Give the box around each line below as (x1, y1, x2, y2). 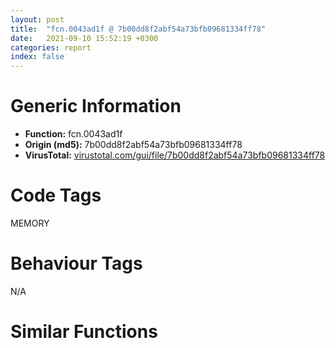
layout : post (10, 14, 65, 25)
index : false (10, 52, 65, 62)
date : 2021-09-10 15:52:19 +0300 (10, 33, 159, 43)
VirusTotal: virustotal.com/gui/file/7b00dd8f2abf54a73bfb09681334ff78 (24, 149, 326, 161)
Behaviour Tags (10, 252, 143, 275)
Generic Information (10, 95, 182, 118)
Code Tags (10, 184, 102, 207)
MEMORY (10, 217, 50, 229)
